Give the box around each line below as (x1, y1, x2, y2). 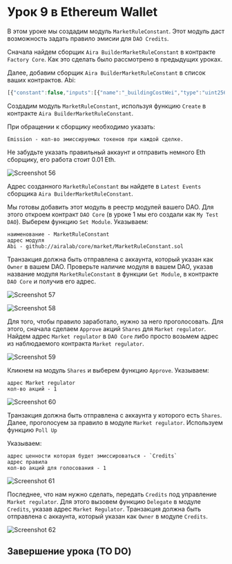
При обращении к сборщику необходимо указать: (7, 122, 155, 131)
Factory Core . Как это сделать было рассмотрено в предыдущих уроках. (7, 55, 223, 63)
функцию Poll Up (7, 426, 57, 434)
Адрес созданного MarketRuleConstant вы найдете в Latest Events (7, 182, 202, 190)
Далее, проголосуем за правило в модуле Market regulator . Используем (7, 418, 223, 426)
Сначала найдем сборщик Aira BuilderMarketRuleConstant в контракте (7, 48, 216, 56)
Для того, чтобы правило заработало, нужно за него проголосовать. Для (7, 317, 224, 326)
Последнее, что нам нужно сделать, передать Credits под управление (7, 490, 217, 498)
